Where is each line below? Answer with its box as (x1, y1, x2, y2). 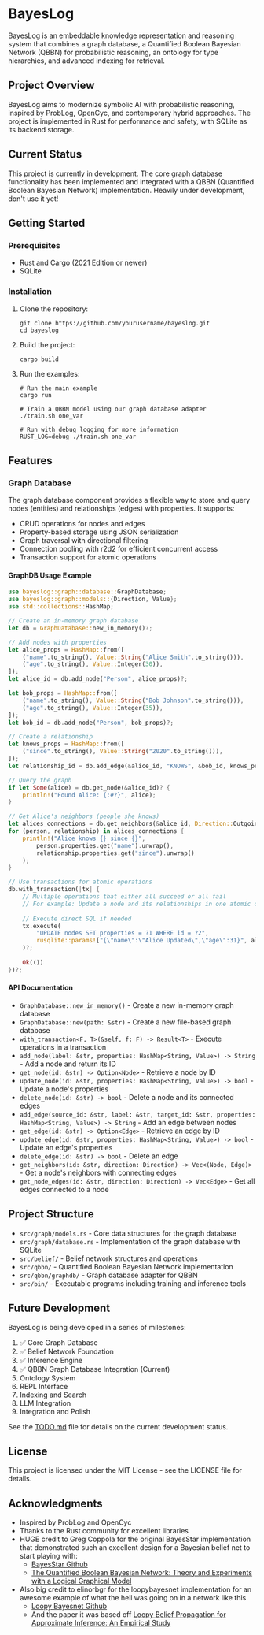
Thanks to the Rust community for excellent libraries (19, 1526, 189, 1536)
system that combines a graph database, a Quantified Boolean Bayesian (8, 39, 241, 48)
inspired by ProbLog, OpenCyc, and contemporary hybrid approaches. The (8, 108, 251, 117)
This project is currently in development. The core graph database (8, 169, 222, 178)
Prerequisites (8, 240, 60, 251)
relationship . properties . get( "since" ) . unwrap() (36, 849, 195, 857)
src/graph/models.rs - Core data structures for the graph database (19, 1228, 237, 1238)
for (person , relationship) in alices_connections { (8, 827, 185, 835)
